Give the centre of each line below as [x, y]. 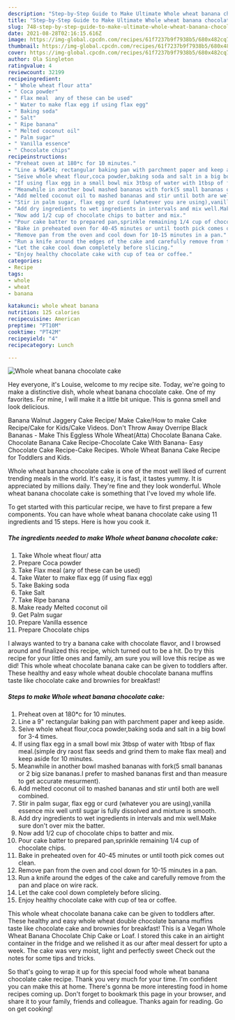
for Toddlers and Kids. [40, 458]
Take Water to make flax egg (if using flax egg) [85, 578]
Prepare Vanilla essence [53, 623]
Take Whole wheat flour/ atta [60, 555]
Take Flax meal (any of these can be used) [79, 570]
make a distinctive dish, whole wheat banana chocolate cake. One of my [112, 392]
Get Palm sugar [40, 615]
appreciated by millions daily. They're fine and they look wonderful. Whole [115, 486]
